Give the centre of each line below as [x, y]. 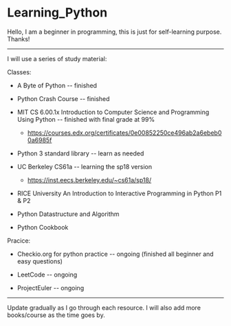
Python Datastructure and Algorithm [68, 214]
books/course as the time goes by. [56, 315]
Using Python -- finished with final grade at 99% [86, 119]
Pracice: [19, 240]
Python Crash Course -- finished [63, 98]
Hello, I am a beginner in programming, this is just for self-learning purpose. [114, 32]
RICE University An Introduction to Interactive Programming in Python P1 [119, 193]
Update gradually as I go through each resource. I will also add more [104, 307]
